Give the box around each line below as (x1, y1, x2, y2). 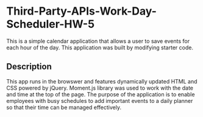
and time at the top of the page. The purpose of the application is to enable (6, 90, 195, 98)
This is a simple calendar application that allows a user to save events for (6, 37, 190, 44)
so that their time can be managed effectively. (6, 104, 122, 111)
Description (6, 62, 52, 72)
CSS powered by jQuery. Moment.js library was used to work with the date (6, 84, 194, 91)
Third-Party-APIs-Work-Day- (6, 4, 157, 18)
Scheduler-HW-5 (6, 17, 95, 31)
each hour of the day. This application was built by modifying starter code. (6, 44, 194, 51)
